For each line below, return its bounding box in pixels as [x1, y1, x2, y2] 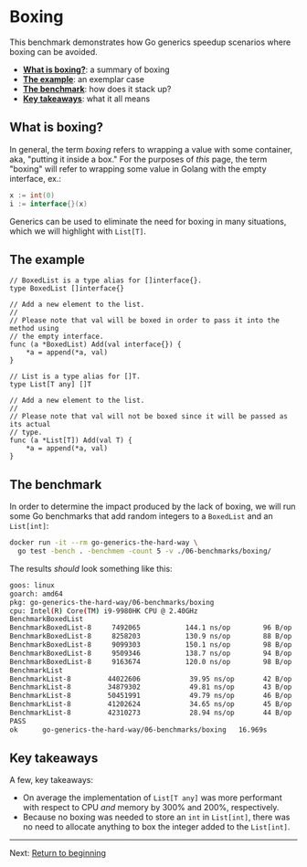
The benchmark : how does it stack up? [22, 83, 172, 94]
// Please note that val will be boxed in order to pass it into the [9, 316, 281, 325]
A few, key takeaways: [9, 775, 94, 786]
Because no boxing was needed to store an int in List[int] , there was [22, 811, 291, 823]
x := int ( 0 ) [9, 190, 55, 200]
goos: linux [9, 580, 55, 590]
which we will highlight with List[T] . [9, 226, 146, 237]
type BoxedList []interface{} [9, 284, 125, 293]
